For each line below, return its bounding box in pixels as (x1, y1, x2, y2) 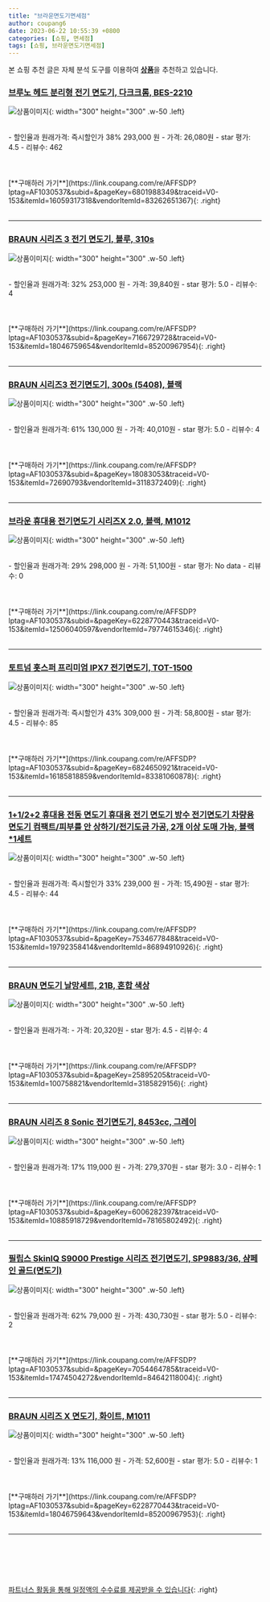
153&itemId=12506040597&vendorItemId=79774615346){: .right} (8, 625, 223, 634)
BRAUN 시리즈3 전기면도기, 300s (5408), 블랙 (8, 379, 182, 390)
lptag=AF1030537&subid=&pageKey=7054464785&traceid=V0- (8, 1363, 219, 1374)
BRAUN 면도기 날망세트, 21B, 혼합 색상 (8, 980, 150, 991)
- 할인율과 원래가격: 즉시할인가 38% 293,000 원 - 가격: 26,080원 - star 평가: (8, 132, 252, 142)
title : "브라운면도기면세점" (8, 11, 91, 20)
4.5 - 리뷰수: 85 (8, 718, 59, 728)
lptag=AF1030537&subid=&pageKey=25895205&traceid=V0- (8, 1070, 211, 1080)
